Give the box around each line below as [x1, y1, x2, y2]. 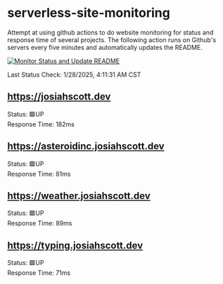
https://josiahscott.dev [7, 91, 111, 103]
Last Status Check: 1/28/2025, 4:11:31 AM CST [7, 70, 141, 79]
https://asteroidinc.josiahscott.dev [7, 141, 165, 153]
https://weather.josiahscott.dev [7, 190, 151, 202]
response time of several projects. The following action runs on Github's [7, 35, 217, 44]
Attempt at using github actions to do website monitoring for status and [7, 28, 214, 37]
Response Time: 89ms [7, 219, 72, 228]
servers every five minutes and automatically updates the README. [7, 43, 203, 51]
